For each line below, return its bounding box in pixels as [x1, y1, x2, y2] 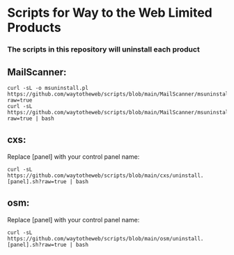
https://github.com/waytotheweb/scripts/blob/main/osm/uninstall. [7, 235, 204, 242]
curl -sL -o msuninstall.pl [7, 84, 89, 91]
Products [7, 20, 61, 36]
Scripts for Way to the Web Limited [7, 5, 212, 21]
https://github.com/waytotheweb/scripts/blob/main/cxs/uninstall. [7, 172, 204, 179]
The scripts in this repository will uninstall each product [7, 45, 200, 54]
